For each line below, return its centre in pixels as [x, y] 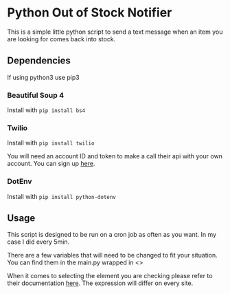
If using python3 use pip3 [44, 77]
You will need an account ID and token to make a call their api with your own [115, 156]
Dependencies [39, 61]
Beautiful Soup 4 [36, 95]
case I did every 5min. [38, 242]
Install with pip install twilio [51, 143]
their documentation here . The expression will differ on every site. [100, 283]
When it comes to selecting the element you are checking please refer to [110, 276]
